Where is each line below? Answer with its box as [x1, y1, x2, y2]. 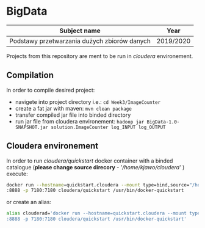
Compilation [6, 70, 54, 81]
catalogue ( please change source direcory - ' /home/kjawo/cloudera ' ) [6, 163, 185, 171]
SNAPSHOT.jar [15, 124, 49, 130]
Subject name [59, 26, 101, 35]
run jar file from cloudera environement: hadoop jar [15, 117, 145, 125]
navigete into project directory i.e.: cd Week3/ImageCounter [15, 98, 161, 105]
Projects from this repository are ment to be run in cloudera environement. [6, 52, 193, 59]
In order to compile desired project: [6, 86, 95, 94]
